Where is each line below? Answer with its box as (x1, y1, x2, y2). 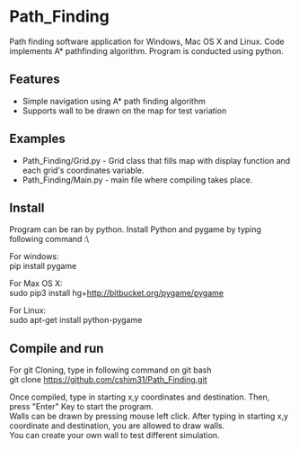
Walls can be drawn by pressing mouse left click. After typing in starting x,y (9, 411, 289, 422)
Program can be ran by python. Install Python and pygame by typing (9, 224, 262, 235)
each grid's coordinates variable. (22, 165, 145, 175)
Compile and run (9, 340, 104, 356)
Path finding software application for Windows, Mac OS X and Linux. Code (9, 36, 285, 47)
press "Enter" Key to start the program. (9, 401, 154, 412)
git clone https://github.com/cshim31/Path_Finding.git (9, 374, 208, 385)
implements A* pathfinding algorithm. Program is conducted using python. (9, 45, 285, 56)
